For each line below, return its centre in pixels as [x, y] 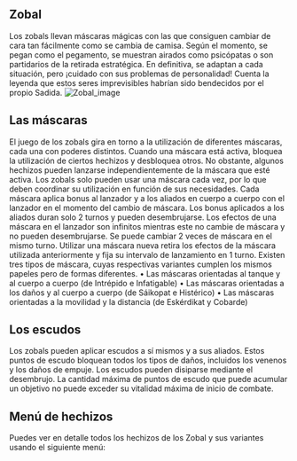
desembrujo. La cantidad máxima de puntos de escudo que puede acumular [148, 379]
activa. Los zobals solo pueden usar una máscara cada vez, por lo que [138, 179]
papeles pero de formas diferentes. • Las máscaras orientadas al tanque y [145, 273]
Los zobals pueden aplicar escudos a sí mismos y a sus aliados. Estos [137, 351]
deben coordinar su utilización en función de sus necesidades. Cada [134, 189]
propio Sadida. [36, 92]
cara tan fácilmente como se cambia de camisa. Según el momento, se [139, 45]
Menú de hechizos [61, 416]
